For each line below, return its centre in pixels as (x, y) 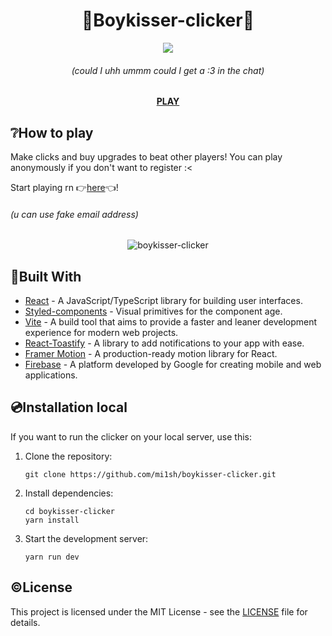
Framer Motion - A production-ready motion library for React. (151, 353)
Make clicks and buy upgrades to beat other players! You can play (146, 156)
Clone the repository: (68, 456)
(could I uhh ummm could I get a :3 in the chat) (168, 70)
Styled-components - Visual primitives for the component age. (153, 311)
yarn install (52, 520)
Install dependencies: (69, 493)
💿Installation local (69, 407)
